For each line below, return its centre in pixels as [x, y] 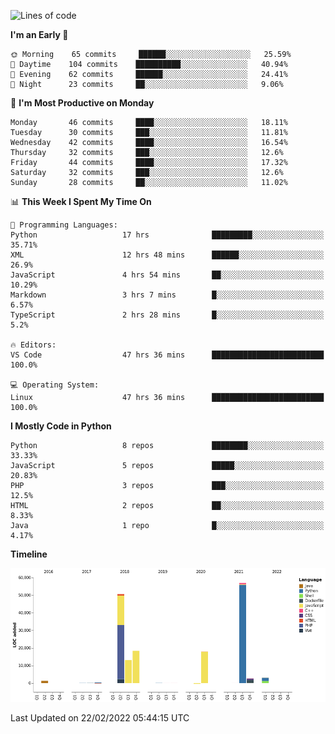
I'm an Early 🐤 [39, 34]
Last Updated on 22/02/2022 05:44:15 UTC [100, 717]
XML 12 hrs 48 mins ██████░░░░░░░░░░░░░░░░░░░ [167, 255]
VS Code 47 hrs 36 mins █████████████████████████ [167, 355]
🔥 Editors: [33, 345]
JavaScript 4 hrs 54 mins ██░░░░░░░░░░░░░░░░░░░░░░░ [167, 275]
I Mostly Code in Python [61, 426]
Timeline [29, 554]
